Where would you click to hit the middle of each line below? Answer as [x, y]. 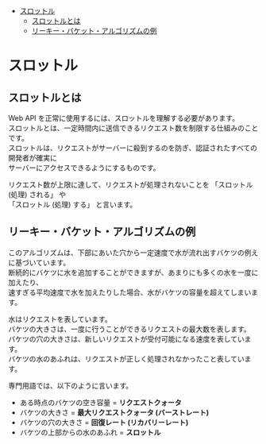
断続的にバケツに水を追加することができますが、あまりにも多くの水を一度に [133, 272]
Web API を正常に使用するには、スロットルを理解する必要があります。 [124, 118]
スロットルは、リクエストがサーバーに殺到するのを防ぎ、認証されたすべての [133, 148]
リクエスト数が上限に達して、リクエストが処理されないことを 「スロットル [131, 185]
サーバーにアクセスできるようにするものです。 [84, 168]
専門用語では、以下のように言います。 [71, 385]
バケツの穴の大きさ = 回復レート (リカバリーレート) [104, 422]
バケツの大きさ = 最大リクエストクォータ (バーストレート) [114, 412]
